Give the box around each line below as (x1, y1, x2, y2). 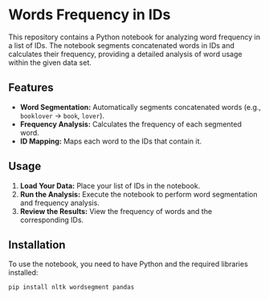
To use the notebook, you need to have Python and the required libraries (8, 259, 249, 269)
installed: (8, 268, 39, 277)
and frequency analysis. (19, 198, 100, 208)
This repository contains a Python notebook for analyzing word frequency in (8, 32, 261, 42)
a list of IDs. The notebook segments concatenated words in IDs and (8, 40, 235, 50)
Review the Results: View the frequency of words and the (19, 206, 213, 216)
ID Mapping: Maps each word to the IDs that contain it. (19, 136, 202, 146)
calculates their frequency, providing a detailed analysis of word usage (8, 49, 243, 59)
